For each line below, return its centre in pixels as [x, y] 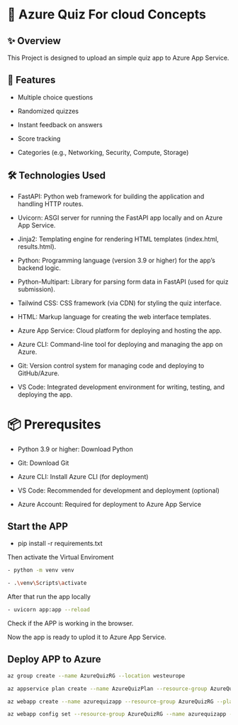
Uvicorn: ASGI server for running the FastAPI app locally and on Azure [120, 217]
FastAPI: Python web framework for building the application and [111, 196]
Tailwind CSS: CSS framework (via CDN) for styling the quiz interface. [119, 303]
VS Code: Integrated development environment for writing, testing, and [121, 387]
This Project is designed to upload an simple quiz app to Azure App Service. [118, 58]
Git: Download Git [43, 463]
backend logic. [39, 268]
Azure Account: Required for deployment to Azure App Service [109, 504]
